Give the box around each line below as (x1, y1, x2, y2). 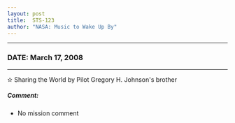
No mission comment (17, 109, 79, 117)
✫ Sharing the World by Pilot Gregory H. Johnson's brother (7, 75, 178, 84)
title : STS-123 (7, 17, 55, 24)
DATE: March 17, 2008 (7, 53, 84, 63)
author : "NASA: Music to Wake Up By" (7, 23, 117, 30)
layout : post (7, 10, 45, 17)
